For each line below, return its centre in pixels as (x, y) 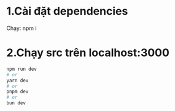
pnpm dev (17, 92)
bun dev (16, 103)
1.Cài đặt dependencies (67, 11)
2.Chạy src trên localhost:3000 (88, 53)
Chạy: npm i (21, 28)
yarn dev (17, 81)
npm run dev (21, 69)
